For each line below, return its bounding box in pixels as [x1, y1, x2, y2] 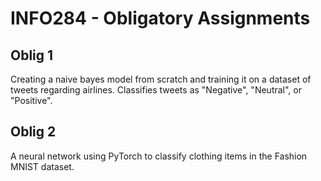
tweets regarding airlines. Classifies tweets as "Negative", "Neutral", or [10, 84, 302, 96]
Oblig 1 [10, 47, 54, 64]
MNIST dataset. [10, 160, 75, 172]
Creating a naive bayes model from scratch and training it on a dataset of [10, 73, 312, 85]
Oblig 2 [10, 123, 57, 141]
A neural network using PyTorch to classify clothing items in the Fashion [10, 150, 308, 162]
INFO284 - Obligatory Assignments [10, 7, 311, 30]
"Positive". [10, 95, 53, 106]
